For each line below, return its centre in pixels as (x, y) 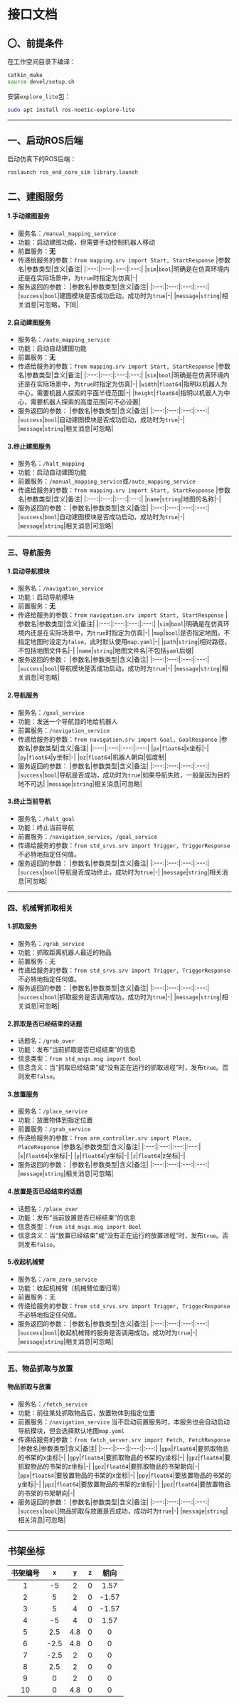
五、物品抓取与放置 (40, 1368)
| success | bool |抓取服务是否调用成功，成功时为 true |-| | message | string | (119, 996)
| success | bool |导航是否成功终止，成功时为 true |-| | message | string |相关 (119, 872)
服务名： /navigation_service (60, 588)
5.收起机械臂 (26, 1262)
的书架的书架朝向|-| (46, 1493)
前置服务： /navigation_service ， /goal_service (87, 836)
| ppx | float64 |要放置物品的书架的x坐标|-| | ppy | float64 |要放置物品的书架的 (124, 1475)
